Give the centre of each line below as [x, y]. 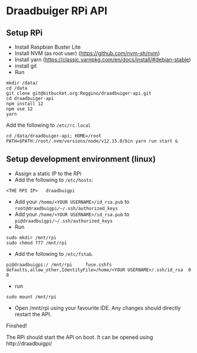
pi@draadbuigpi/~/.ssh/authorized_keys [64, 221]
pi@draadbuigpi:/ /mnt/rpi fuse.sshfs [59, 265]
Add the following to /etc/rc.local [49, 125]
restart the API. [33, 314]
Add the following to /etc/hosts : [54, 179]
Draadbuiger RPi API [57, 11]
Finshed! [17, 325]
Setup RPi [24, 33]
